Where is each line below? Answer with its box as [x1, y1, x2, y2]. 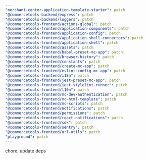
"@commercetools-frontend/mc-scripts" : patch [5, 101, 103, 107]
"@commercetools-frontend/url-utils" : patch [5, 129, 101, 134]
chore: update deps [5, 148, 46, 154]
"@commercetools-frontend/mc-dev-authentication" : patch [5, 92, 128, 97]
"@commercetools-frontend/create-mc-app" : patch [5, 64, 110, 69]
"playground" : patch [5, 134, 49, 139]
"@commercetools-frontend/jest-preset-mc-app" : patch [5, 78, 121, 83]
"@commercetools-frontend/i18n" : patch [5, 73, 89, 78]
